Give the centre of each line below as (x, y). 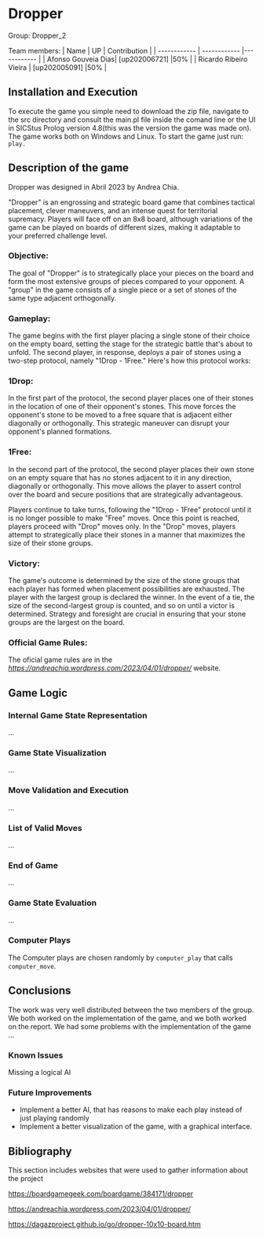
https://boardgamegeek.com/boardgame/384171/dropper (101, 1194)
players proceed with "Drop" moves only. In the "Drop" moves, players (122, 526)
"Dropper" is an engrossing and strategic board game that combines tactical (131, 202)
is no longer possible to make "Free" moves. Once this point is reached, (124, 518)
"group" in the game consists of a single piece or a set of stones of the (122, 290)
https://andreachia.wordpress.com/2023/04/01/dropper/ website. (115, 668)
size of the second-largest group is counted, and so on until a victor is (122, 606)
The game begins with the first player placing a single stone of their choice (129, 336)
